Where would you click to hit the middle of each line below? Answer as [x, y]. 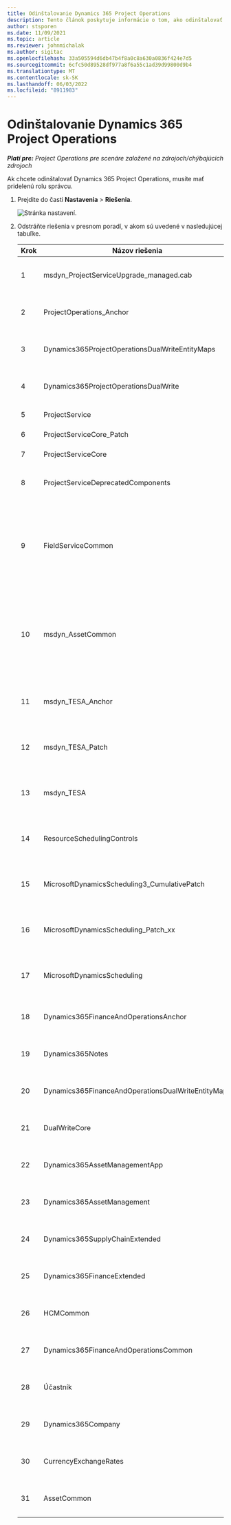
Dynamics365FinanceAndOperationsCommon [118, 1350]
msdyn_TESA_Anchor [78, 702]
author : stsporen [32, 26]
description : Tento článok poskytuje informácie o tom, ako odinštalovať [115, 20]
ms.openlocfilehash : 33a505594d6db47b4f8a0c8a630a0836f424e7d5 [100, 59]
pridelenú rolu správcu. [40, 186]
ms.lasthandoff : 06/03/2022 [47, 84]
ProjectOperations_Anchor [86, 312]
